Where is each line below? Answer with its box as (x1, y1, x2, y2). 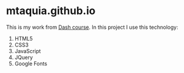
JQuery (14, 54, 34, 61)
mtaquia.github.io (6, 4, 96, 18)
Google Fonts (14, 60, 48, 67)
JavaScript (14, 47, 41, 54)
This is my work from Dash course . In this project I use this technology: (6, 24, 178, 31)
